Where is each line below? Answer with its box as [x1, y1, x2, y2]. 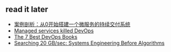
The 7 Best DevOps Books [13, 33, 77, 40]
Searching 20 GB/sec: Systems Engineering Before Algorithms [13, 39, 165, 46]
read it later [5, 5, 48, 14]
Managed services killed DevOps [13, 27, 94, 34]
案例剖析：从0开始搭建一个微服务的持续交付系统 [13, 20, 131, 28]
